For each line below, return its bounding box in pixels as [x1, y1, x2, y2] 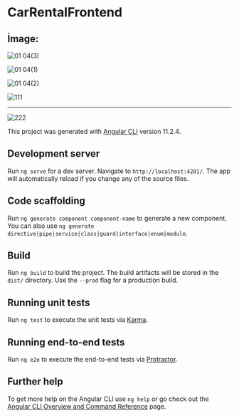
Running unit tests [7, 296, 90, 308]
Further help [7, 375, 64, 388]
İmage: [7, 33, 39, 45]
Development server [7, 147, 100, 160]
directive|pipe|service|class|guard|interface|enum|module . [7, 229, 188, 237]
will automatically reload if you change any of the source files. [7, 174, 189, 182]
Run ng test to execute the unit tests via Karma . [7, 315, 148, 324]
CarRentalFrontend [7, 4, 123, 21]
